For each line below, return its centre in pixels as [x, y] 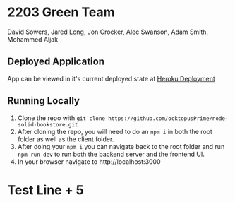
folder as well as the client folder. [66, 139]
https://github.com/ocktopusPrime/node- [168, 118]
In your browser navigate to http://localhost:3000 [89, 161]
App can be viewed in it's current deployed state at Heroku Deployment [111, 78]
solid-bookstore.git [48, 124]
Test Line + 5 [46, 190]
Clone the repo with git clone [61, 118]
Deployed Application [56, 62]
